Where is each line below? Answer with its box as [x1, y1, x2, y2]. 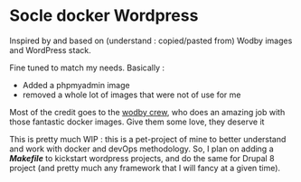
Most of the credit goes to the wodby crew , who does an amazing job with [9, 106, 286, 117]
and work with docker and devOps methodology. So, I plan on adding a [9, 143, 274, 154]
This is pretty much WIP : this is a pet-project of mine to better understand [9, 133, 287, 144]
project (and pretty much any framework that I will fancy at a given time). [9, 162, 281, 173]
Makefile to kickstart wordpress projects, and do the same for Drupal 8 [9, 152, 275, 163]
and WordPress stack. [9, 44, 92, 55]
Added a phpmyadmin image [22, 79, 130, 90]
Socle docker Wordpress [9, 5, 199, 26]
